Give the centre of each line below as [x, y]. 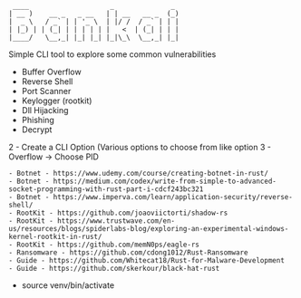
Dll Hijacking [45, 110]
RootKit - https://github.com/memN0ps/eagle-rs [108, 245]
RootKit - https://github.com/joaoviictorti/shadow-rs [122, 213]
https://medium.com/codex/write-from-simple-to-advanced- [165, 181]
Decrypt [37, 130]
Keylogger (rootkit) [57, 101]
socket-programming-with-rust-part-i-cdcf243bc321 [106, 189]
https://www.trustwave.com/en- [116, 221]
